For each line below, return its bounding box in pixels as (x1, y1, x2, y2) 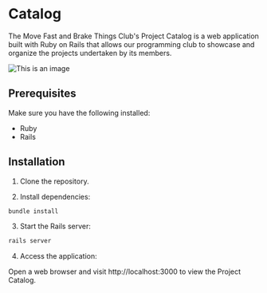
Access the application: (19, 251, 97, 261)
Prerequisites (8, 87, 77, 101)
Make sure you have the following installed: (8, 108, 151, 117)
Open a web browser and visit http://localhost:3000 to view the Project (8, 267, 241, 276)
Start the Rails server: (19, 221, 92, 232)
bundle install (8, 207, 59, 216)
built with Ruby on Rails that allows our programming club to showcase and (8, 39, 255, 49)
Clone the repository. (19, 176, 89, 186)
